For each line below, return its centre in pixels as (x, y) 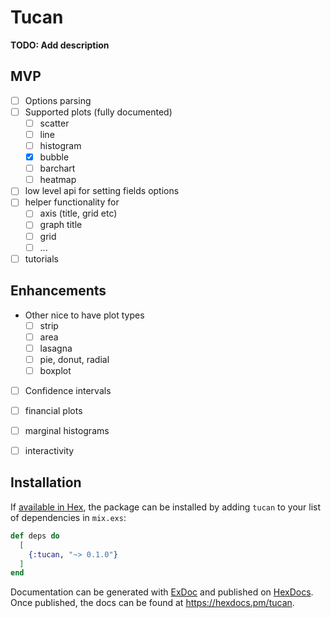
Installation (46, 482)
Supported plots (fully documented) (98, 112)
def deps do (35, 536)
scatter (54, 123)
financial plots (53, 410)
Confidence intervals (68, 390)
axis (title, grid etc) (78, 213)
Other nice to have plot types (84, 315)
